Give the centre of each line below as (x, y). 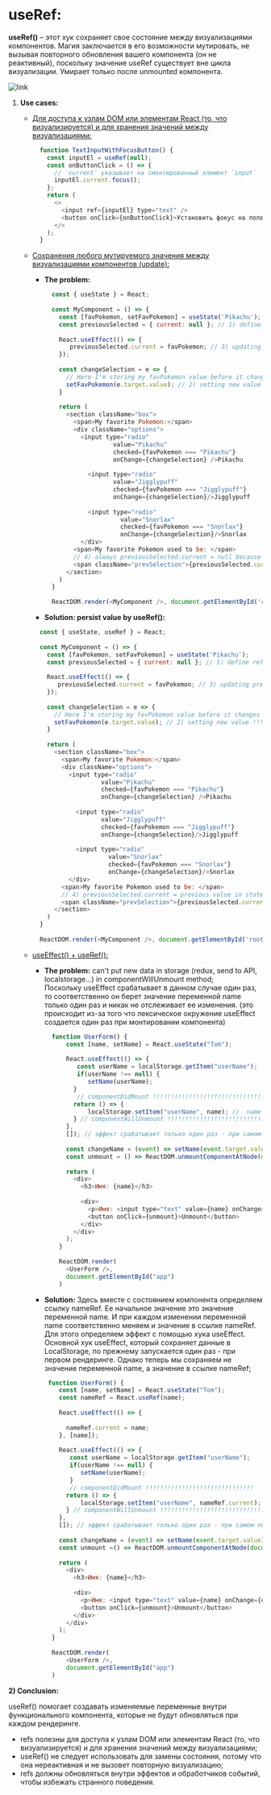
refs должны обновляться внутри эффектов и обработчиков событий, (140, 1773)
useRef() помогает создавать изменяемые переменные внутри (118, 1706)
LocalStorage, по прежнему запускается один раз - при (140, 1351)
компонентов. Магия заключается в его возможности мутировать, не (129, 45)
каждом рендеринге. (44, 1723)
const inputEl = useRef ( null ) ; (99, 158)
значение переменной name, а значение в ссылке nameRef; (148, 1368)
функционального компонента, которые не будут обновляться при (123, 1714)
